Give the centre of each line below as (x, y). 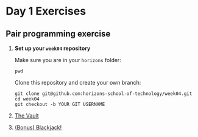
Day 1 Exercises (46, 11)
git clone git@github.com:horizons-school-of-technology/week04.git (103, 94)
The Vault (27, 116)
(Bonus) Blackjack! (38, 127)
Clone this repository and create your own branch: (78, 83)
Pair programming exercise (58, 34)
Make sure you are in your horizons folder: (68, 60)
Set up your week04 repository (52, 48)
